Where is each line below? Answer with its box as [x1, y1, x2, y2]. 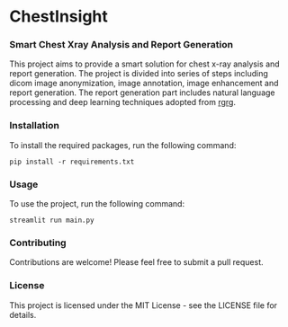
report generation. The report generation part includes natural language [9, 87, 275, 98]
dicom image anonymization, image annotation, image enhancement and [9, 78, 279, 89]
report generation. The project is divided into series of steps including [9, 68, 268, 79]
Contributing [9, 236, 67, 249]
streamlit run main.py [9, 216, 94, 225]
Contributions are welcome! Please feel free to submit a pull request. [9, 257, 264, 268]
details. [9, 309, 37, 320]
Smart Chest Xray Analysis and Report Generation [9, 39, 234, 51]
